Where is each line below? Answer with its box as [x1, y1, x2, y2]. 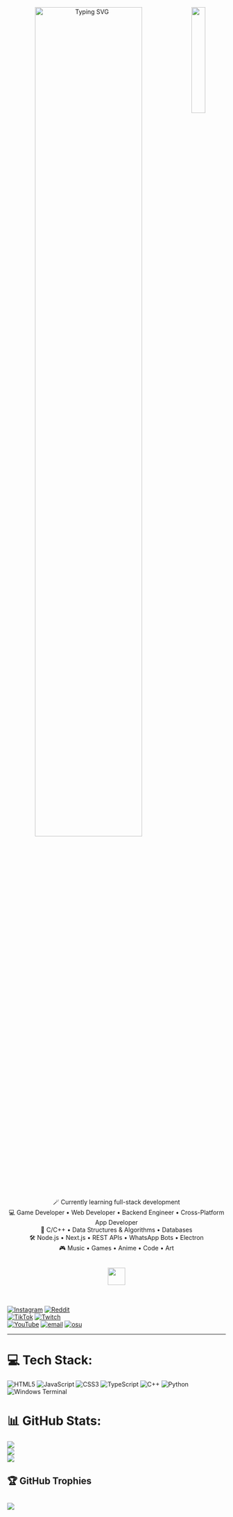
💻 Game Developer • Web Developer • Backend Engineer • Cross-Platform [8, 1208, 225, 1216]
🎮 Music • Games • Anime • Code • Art [58, 1244, 175, 1252]
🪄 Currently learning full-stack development [53, 1198, 180, 1206]
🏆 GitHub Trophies [7, 1475, 92, 1487]
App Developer [94, 1218, 139, 1226]
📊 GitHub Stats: [7, 1413, 102, 1429]
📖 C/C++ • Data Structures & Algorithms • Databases [40, 1225, 193, 1234]
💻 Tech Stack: [7, 1352, 93, 1368]
